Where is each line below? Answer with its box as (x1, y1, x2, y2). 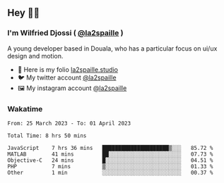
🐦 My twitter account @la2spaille (17, 73, 117, 82)
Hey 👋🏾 (7, 7, 40, 19)
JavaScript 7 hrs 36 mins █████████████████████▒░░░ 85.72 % (7, 144, 213, 151)
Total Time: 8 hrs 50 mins (7, 132, 87, 139)
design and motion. (7, 51, 64, 60)
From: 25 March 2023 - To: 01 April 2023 (7, 120, 131, 127)
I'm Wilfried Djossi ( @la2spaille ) (7, 28, 124, 38)
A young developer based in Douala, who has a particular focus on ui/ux (7, 44, 218, 53)
